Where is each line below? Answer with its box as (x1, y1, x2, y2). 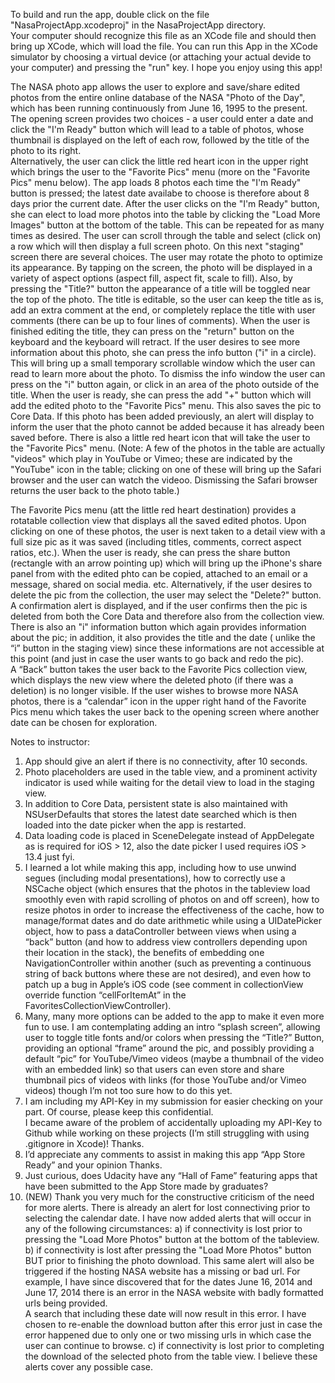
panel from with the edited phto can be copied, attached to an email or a (10, 568, 308, 579)
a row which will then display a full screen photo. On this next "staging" (10, 240, 305, 252)
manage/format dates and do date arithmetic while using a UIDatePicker (24, 915, 323, 926)
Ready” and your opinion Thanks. (24, 1159, 163, 1171)
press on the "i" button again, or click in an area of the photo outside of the (10, 379, 320, 390)
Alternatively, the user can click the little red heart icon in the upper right (10, 155, 309, 167)
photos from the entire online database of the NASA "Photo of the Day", (10, 92, 306, 103)
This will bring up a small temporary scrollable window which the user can (10, 357, 316, 369)
